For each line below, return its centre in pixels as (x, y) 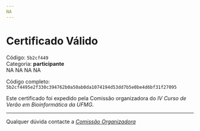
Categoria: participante (35, 63)
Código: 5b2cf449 (27, 57)
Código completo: (28, 81)
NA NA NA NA (24, 70)
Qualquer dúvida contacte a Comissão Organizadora (71, 122)
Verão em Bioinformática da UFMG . (50, 104)
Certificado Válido (52, 41)
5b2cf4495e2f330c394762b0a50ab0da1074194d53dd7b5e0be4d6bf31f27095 (92, 87)
